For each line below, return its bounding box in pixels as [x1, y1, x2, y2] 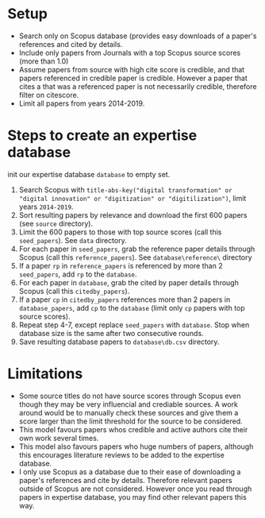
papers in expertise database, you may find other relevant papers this [18, 492, 247, 501]
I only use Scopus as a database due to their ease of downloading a [18, 466, 241, 477]
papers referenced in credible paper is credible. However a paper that [18, 73, 248, 83]
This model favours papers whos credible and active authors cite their [18, 424, 248, 434]
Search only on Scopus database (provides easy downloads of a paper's [18, 31, 257, 41]
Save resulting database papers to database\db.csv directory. [18, 337, 220, 346]
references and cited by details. [18, 39, 123, 48]
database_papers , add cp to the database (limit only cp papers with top [18, 303, 245, 312]
